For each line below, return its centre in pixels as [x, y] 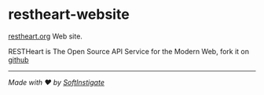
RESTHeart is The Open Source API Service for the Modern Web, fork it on [129, 51]
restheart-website [69, 15]
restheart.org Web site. [45, 36]
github [18, 60]
